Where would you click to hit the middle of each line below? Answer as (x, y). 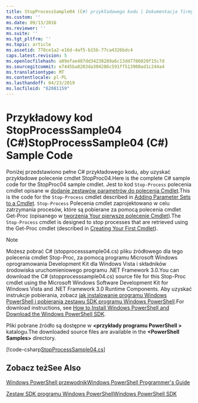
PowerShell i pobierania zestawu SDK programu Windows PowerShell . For (95, 301)
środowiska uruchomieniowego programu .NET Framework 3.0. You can (93, 270)
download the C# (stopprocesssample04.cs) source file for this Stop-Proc (96, 276)
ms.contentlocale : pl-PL (37, 77)
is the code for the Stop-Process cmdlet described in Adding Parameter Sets (98, 197)
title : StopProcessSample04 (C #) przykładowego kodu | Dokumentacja (92, 12)
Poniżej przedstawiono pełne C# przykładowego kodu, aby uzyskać (88, 171)
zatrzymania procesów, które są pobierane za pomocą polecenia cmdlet (94, 209)
